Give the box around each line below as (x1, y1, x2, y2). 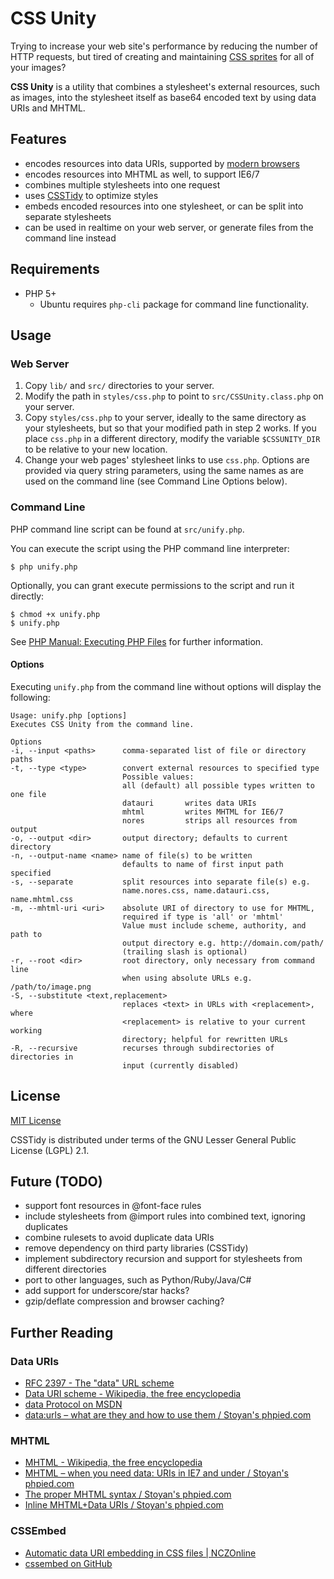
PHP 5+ (24, 287, 57, 299)
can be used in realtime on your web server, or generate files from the (24, 221, 314, 233)
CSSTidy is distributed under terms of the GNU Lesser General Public (10, 1133, 297, 1146)
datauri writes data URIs (121, 798, 257, 808)
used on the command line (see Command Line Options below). (24, 475, 288, 487)
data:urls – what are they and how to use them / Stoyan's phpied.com (24, 1409, 312, 1421)
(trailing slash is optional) (121, 947, 248, 957)
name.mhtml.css (10, 894, 74, 904)
